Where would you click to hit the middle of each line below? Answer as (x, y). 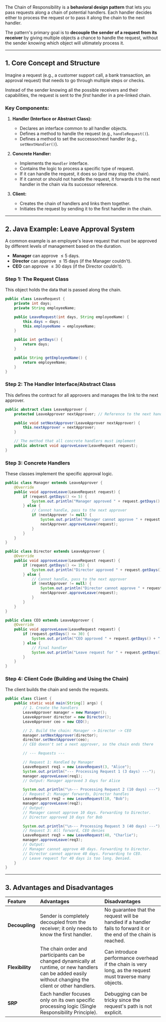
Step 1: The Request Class (37, 279)
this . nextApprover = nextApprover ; (60, 427)
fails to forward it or (127, 929)
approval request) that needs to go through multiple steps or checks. (75, 80)
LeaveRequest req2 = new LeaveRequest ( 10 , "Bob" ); (76, 799)
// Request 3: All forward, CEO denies (64, 831)
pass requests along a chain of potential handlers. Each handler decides (79, 12)
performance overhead (131, 958)
